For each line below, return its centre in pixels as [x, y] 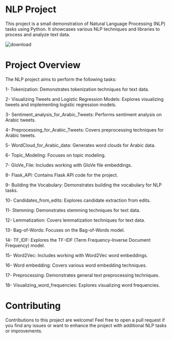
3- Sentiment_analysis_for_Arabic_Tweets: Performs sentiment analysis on [84, 114]
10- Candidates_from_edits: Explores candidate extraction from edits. [78, 200]
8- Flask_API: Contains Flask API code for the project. [62, 175]
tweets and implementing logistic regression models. [61, 104]
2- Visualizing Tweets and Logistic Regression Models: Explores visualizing [84, 99]
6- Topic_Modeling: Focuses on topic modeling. [56, 155]
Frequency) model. [25, 245]
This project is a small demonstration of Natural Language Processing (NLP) [85, 24]
